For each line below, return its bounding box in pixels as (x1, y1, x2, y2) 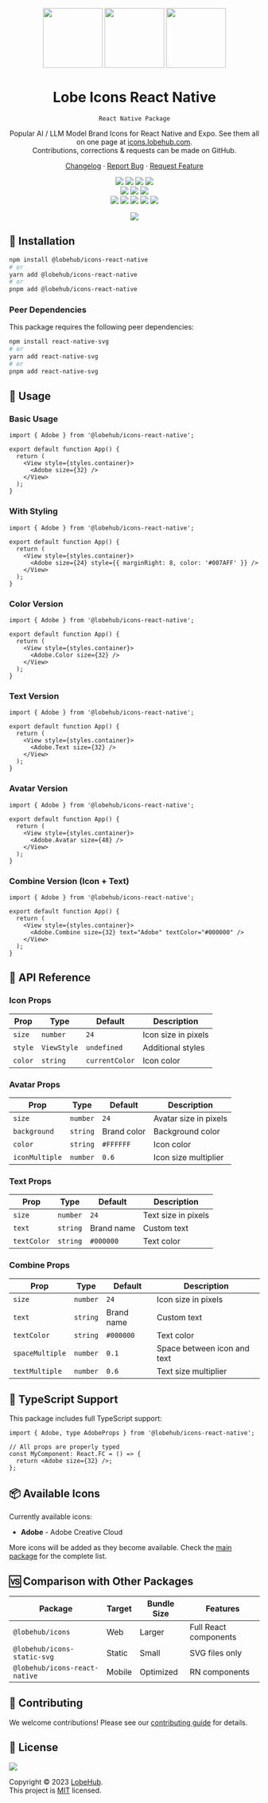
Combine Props (9, 1260, 70, 1271)
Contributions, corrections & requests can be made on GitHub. (32, 145, 237, 155)
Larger (139, 1626, 165, 1637)
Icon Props (9, 995, 52, 1006)
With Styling (9, 506, 58, 517)
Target (107, 1603, 132, 1614)
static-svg (13, 1652, 54, 1661)
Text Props (9, 1175, 52, 1186)
